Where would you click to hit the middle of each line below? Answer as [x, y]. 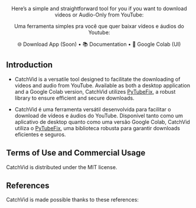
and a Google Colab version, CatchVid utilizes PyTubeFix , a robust [95, 91]
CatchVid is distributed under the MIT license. [62, 167]
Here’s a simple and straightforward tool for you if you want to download [99, 9]
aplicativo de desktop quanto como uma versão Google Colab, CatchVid [102, 122]
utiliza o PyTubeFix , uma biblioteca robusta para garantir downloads [97, 128]
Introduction [30, 65]
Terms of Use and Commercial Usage [76, 153]
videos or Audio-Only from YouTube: [99, 15]
